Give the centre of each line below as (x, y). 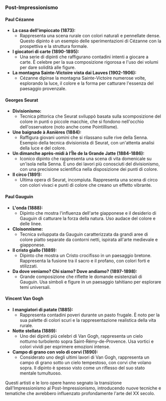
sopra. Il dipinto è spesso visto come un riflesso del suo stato (82, 368)
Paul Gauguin (19, 196)
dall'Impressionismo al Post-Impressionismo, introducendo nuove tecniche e (83, 388)
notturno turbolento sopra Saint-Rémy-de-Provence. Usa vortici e (87, 341)
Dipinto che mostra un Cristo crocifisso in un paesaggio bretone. (86, 255)
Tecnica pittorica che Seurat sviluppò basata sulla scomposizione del (90, 117)
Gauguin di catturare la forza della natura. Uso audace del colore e (88, 218)
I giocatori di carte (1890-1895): (46, 52)
